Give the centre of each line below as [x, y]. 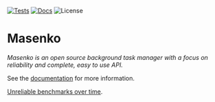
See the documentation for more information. [71, 78]
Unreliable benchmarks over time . [55, 91]
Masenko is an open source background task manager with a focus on [107, 57]
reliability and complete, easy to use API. [65, 65]
